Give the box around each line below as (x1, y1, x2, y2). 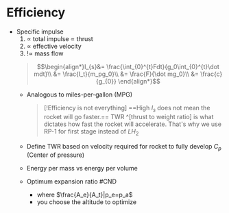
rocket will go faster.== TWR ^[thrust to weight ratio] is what (43, 112, 214, 121)
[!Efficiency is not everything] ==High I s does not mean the (43, 103, 210, 114)
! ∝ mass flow (26, 49, 64, 58)
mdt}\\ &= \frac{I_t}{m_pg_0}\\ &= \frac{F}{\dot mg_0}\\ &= (34, 70, 200, 78)
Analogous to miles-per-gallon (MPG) (26, 90, 133, 99)
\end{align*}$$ (118, 77, 160, 85)
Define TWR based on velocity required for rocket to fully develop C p (26, 142, 222, 152)
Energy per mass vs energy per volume (26, 164, 138, 173)
